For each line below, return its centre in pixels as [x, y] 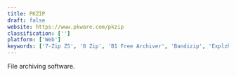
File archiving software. [41, 66]
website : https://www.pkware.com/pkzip [66, 27]
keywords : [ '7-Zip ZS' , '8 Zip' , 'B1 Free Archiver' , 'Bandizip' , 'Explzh [119, 46]
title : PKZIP [26, 14]
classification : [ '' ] [39, 33]
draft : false [26, 20]
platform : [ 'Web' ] [34, 40]
